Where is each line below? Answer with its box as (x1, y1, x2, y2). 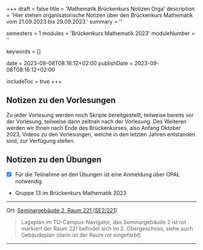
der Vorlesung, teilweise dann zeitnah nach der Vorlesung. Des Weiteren (6, 117, 187, 125)
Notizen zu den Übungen (6, 154, 101, 165)
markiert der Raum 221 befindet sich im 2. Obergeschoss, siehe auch (21, 225, 193, 232)
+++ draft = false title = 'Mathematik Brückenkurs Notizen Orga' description (6, 5, 195, 12)
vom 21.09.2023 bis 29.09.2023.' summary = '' (6, 18, 123, 25)
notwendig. (14, 177, 43, 185)
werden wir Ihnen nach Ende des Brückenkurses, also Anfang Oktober (6, 124, 181, 131)
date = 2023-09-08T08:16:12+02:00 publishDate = (6, 60, 134, 67)
